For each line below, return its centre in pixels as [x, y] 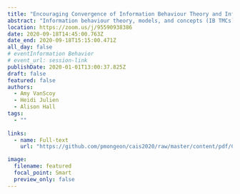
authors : [20, 87]
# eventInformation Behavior [51, 54]
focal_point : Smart [43, 173]
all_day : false [30, 47]
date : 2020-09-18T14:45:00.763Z [55, 34]
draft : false [27, 73]
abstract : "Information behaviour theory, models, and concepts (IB [111, 21]
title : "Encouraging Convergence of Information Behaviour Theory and [115, 14]
